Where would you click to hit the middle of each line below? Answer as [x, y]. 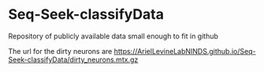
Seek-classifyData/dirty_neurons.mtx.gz [73, 59]
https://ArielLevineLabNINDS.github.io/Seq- [185, 51]
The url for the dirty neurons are [60, 51]
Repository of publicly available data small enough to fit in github [113, 36]
